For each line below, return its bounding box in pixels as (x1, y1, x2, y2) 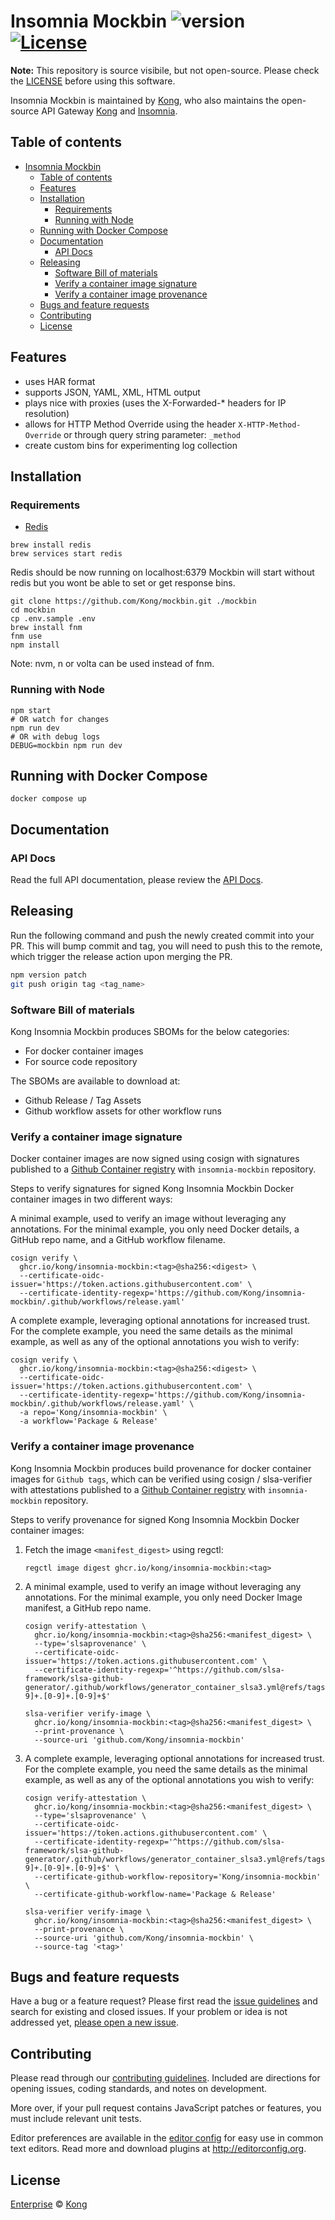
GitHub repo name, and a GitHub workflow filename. (10, 1234, 226, 1246)
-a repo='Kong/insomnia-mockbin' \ (19, 1408, 168, 1418)
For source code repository (24, 1055, 138, 1067)
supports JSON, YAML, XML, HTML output (24, 386, 201, 398)
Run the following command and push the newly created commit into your (10, 929, 315, 941)
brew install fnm (10, 623, 83, 633)
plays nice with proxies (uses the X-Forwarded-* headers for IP (24, 396, 287, 409)
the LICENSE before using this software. (10, 75, 176, 87)
